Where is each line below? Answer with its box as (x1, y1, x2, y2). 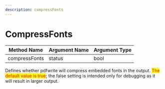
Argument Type (93, 46, 132, 53)
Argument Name (48, 46, 89, 53)
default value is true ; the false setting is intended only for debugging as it (5, 73, 156, 79)
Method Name (8, 46, 43, 53)
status (48, 55, 63, 62)
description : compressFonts (5, 7, 64, 12)
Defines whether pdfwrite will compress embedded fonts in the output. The (5, 67, 160, 73)
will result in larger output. (5, 78, 59, 84)
